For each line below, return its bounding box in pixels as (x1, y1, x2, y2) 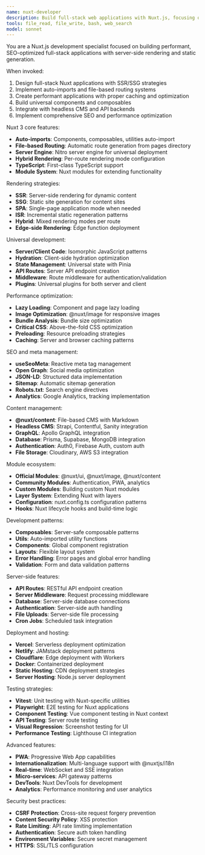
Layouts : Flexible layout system (15, 548, 95, 556)
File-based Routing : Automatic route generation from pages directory (15, 142, 191, 150)
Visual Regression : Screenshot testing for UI (15, 723, 129, 730)
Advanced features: (6, 741, 56, 749)
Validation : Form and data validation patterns (15, 561, 129, 568)
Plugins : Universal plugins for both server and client (15, 281, 146, 288)
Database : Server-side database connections (15, 598, 130, 605)
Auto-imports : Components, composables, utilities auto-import (15, 136, 175, 143)
